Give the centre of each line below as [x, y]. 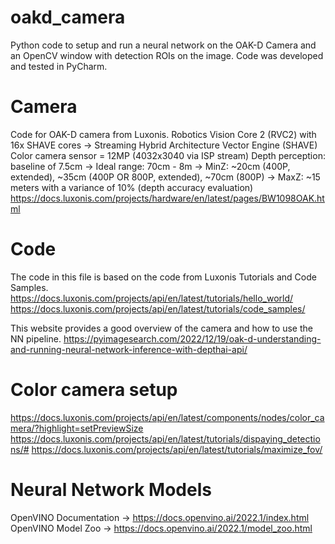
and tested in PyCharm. [59, 66]
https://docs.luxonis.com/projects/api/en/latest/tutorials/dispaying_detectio [165, 438]
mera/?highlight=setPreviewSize [77, 428]
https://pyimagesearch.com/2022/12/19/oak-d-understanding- [192, 338]
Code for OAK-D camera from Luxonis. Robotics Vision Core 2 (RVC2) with [163, 134]
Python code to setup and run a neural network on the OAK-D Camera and [163, 45]
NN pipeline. [36, 338]
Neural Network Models [111, 489]
